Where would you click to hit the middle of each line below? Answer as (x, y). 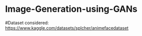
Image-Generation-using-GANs (71, 9)
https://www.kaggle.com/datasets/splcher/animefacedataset (67, 28)
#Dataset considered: (27, 23)
